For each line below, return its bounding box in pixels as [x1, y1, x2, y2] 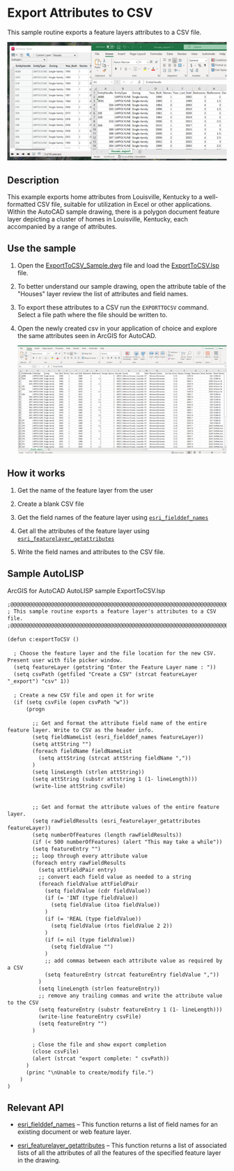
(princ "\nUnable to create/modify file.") [25, 1069, 155, 1076]
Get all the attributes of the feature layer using [17, 526, 150, 535]
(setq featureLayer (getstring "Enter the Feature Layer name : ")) [13, 664, 217, 671]
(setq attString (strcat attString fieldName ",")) [38, 755, 192, 762]
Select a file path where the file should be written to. [17, 310, 168, 319]
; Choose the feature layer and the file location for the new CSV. [13, 650, 217, 657]
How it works [7, 467, 65, 479]
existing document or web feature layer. [17, 1128, 132, 1136]
